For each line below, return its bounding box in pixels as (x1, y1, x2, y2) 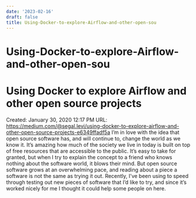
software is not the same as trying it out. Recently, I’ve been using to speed (6, 172, 189, 179)
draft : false (6, 14, 38, 20)
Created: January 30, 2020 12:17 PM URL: (6, 116, 108, 123)
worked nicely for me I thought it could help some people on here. (6, 184, 166, 192)
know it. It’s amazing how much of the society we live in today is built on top (6, 141, 191, 148)
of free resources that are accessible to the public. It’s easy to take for (6, 147, 177, 155)
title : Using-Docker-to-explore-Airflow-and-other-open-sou (6, 19, 157, 25)
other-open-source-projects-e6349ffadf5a (6, 129, 111, 136)
